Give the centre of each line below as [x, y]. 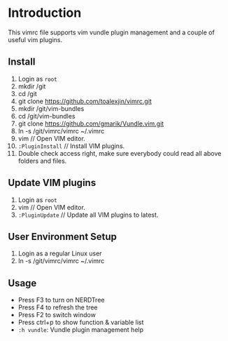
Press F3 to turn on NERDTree [61, 300]
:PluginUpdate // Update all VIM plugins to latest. [88, 215]
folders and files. [42, 161]
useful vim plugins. [35, 39]
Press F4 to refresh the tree [58, 307]
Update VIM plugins [52, 183]
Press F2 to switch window [57, 315]
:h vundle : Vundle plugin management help [81, 330]
